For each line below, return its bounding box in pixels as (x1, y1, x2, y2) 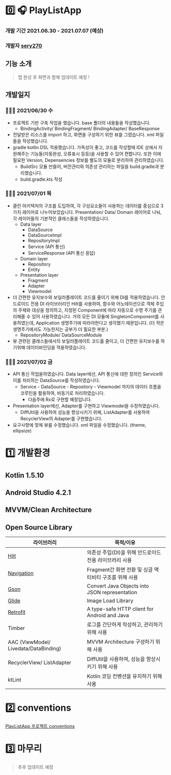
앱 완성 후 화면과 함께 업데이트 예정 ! (17, 74, 90, 80)
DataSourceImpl (27, 232, 62, 238)
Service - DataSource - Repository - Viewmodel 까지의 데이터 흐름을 (20, 384, 161, 390)
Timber (8, 624, 25, 632)
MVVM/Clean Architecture (5, 505, 92, 514)
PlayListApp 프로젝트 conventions (5, 723, 75, 730)
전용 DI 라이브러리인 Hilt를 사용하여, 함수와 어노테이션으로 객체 (30, 300, 155, 307)
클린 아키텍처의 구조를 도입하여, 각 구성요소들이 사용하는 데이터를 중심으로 (12, 203, 160, 209)
